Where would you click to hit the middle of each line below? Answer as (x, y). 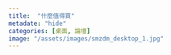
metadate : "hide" (38, 23)
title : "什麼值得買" (42, 16)
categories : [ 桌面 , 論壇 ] (50, 31)
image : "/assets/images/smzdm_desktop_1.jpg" (86, 38)
